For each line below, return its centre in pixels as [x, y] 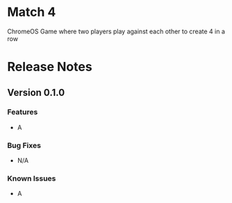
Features [23, 112]
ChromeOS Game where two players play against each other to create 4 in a [116, 31]
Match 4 [32, 12]
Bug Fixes [24, 145]
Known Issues [32, 179]
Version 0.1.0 [36, 92]
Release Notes [50, 67]
